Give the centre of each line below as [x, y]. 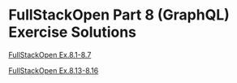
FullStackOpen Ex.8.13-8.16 [54, 70]
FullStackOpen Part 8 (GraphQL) [119, 15]
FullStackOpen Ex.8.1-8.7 [50, 55]
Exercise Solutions [72, 32]
